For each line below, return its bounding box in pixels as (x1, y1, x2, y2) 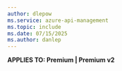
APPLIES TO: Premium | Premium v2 (7, 56, 115, 64)
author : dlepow (7, 10, 52, 18)
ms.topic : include (7, 23, 61, 30)
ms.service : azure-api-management (7, 17, 109, 24)
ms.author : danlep (7, 37, 61, 44)
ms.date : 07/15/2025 (7, 30, 68, 37)
